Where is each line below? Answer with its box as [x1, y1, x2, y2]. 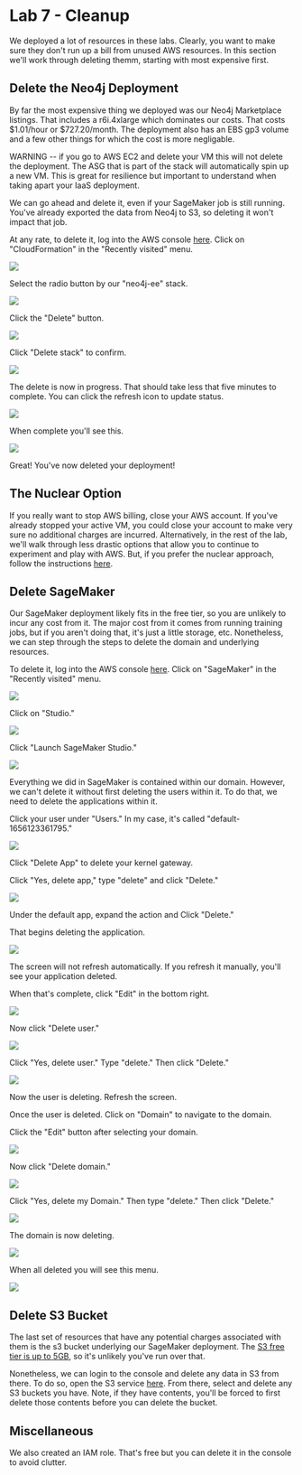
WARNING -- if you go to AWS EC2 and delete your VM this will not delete [9, 151, 284, 162]
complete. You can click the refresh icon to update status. [9, 390, 224, 402]
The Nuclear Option [9, 486, 122, 501]
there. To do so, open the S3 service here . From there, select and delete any [9, 1378, 293, 1389]
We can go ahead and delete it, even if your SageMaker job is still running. [9, 197, 286, 208]
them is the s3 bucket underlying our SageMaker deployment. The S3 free [9, 1341, 286, 1352]
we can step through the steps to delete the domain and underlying [9, 637, 260, 648]
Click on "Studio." [9, 708, 75, 719]
